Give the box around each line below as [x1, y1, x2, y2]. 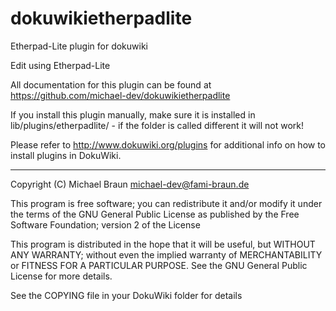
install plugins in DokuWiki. [10, 149, 122, 161]
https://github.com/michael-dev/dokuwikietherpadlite [10, 89, 231, 101]
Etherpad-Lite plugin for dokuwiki [10, 40, 149, 52]
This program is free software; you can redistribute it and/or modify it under [10, 197, 323, 209]
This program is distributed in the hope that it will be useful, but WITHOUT [10, 238, 316, 250]
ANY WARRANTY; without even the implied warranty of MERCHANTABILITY [10, 248, 323, 261]
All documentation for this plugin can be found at [10, 78, 212, 91]
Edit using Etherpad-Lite [10, 59, 111, 71]
